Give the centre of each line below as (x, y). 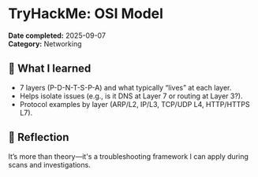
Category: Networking (45, 43)
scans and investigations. (49, 164)
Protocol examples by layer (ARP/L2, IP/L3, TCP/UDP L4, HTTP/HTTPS (135, 104)
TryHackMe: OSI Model (86, 14)
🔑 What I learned (50, 69)
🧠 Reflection (39, 137)
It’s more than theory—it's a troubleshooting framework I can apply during (128, 156)
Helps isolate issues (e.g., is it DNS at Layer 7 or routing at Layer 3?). (131, 96)
